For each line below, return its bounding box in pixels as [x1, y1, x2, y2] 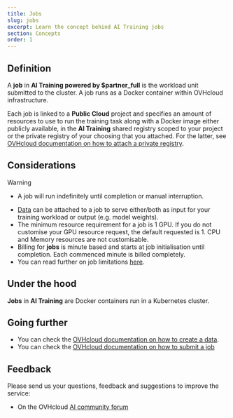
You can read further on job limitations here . [17, 257, 145, 266]
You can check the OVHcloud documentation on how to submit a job [17, 343, 215, 351]
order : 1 [7, 36, 33, 43]
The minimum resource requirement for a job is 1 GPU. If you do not [17, 220, 212, 229]
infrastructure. [7, 95, 49, 104]
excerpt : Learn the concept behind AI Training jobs [7, 23, 164, 30]
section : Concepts [7, 29, 61, 37]
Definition [7, 62, 51, 74]
